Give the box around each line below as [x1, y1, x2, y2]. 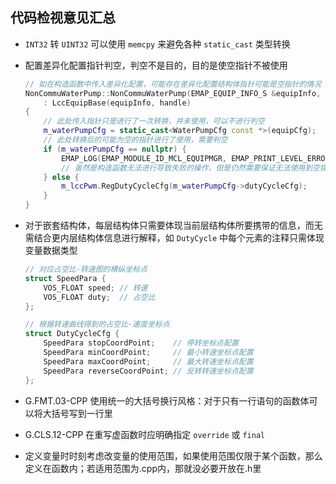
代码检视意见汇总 [10, 9, 116, 27]
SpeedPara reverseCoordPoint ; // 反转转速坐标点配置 [43, 366, 254, 376]
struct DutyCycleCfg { [24, 329, 120, 339]
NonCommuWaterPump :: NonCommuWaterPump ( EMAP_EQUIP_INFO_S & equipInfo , [24, 88, 322, 98]
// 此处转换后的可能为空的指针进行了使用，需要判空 [43, 135, 228, 145]
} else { [43, 172, 80, 182]
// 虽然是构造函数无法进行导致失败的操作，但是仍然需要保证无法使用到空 [61, 163, 320, 173]
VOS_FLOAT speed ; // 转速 [43, 283, 148, 293]
